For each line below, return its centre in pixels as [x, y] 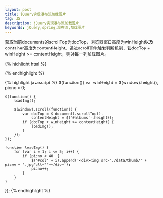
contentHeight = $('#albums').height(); [72, 118]
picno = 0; [15, 88]
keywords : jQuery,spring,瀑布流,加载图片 [45, 28]
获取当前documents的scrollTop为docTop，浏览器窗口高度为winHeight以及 [79, 42]
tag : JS [13, 18]
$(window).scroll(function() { [45, 110]
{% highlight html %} [26, 64]
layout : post [18, 9]
